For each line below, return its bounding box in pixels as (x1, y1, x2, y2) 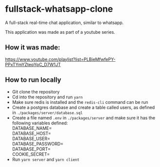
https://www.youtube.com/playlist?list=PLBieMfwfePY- (5, 56, 116, 62)
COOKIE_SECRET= (12, 151, 50, 157)
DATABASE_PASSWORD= (12, 141, 63, 146)
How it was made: (5, 43, 60, 52)
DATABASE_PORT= (12, 146, 51, 152)
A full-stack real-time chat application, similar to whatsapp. (5, 20, 124, 25)
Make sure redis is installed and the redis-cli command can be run (12, 99, 149, 105)
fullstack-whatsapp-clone (5, 3, 113, 15)
